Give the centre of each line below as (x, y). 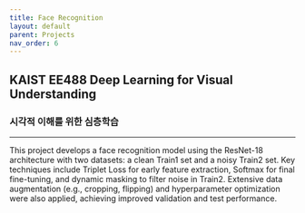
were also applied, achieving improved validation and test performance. (143, 198)
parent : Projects (42, 34)
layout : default (40, 26)
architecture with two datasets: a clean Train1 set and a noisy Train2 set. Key (152, 160)
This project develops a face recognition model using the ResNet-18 (136, 150)
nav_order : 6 (34, 43)
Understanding (53, 94)
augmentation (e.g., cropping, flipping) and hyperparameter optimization (145, 189)
